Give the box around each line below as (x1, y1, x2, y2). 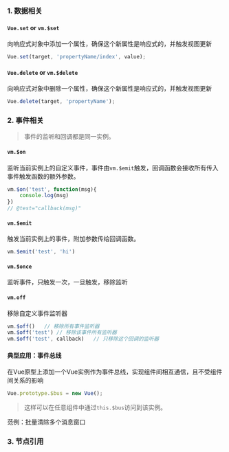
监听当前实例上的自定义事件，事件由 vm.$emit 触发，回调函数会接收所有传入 (7, 163, 219, 172)
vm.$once (7, 263, 32, 270)
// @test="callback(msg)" (7, 205, 81, 212)
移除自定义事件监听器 (7, 309, 67, 317)
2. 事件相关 (7, 115, 44, 125)
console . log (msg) (19, 192, 69, 199)
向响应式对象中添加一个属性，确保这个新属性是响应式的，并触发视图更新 (7, 40, 212, 48)
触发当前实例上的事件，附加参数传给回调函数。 (7, 235, 140, 243)
